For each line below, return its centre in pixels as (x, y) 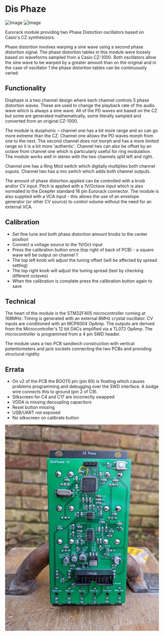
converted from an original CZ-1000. (42, 121)
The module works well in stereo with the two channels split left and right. (79, 156)
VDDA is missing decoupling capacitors (52, 402)
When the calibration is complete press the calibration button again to (82, 281)
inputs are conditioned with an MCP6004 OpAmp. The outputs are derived (80, 324)
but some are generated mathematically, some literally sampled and (73, 116)
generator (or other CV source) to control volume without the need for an (78, 202)
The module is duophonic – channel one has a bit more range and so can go (82, 130)
